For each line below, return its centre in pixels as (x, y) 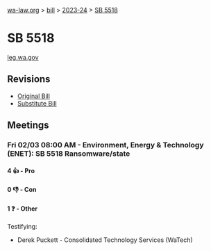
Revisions (29, 79)
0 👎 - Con (22, 190)
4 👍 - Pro (21, 170)
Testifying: (22, 227)
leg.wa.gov (23, 57)
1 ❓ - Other (23, 209)
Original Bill (34, 96)
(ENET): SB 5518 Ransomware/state (69, 154)
